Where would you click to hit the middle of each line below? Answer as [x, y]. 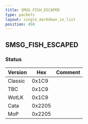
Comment [68, 72]
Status [13, 59]
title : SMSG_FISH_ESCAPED [32, 10]
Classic [16, 81]
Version [17, 72]
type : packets [20, 15]
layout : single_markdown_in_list [40, 19]
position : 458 [20, 24]
